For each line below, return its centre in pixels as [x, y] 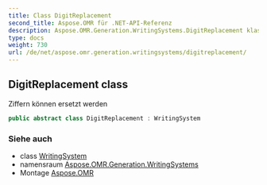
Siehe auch [31, 138]
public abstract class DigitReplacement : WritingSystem [104, 118]
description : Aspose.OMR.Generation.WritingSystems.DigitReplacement [126, 30]
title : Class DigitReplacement [60, 15]
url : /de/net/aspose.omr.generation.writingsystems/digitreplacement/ [128, 52]
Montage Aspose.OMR [56, 172]
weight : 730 [28, 45]
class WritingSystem [53, 156]
